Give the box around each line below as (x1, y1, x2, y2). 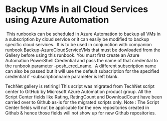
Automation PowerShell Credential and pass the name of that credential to (5, 57, 158, 63)
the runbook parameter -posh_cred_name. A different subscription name (5, 63, 156, 69)
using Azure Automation (5, 14, 109, 26)
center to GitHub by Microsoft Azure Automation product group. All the (5, 88, 151, 94)
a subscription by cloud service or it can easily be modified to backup (5, 36, 149, 42)
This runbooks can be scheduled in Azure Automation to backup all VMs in (6, 31, 161, 37)
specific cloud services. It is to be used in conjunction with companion (5, 41, 152, 47)
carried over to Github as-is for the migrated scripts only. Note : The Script (5, 99, 159, 105)
